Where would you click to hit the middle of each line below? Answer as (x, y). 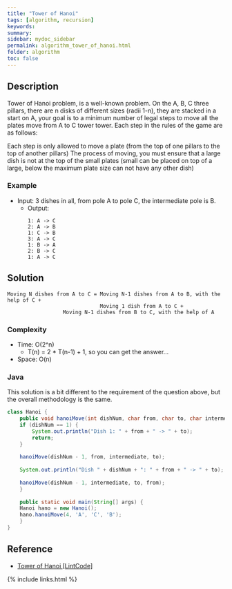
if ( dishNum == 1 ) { (49, 425)
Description (33, 87)
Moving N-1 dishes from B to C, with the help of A (138, 312)
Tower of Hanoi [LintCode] (55, 566)
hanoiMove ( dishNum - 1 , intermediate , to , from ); (93, 483)
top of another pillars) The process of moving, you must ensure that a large (114, 153)
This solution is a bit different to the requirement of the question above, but (114, 392)
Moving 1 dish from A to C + (142, 306)
